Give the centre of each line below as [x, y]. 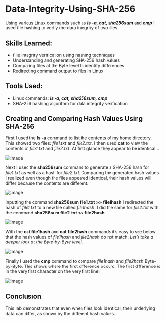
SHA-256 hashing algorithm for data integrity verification [70, 103]
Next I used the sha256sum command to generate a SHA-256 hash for [77, 167]
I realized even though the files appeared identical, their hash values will [79, 178]
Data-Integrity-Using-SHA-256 [70, 9]
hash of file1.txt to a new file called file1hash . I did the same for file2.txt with [82, 208]
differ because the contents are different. [47, 183]
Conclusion [24, 296]
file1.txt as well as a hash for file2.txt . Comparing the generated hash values [82, 173]
